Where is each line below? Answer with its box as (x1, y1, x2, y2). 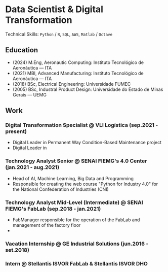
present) (5, 128, 27, 135)
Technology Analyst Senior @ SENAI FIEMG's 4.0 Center (5, 157, 148, 164)
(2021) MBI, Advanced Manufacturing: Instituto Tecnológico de (12, 70, 144, 76)
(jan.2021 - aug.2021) (5, 164, 60, 171)
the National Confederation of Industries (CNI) (12, 186, 109, 192)
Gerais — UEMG (12, 91, 47, 97)
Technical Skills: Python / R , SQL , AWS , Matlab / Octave (5, 31, 113, 37)
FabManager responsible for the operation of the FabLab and (12, 217, 140, 223)
